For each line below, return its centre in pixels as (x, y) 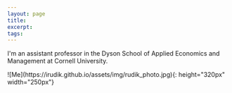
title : (17, 20)
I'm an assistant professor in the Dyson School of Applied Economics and (114, 54)
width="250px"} (31, 82)
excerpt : (20, 27)
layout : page (26, 14)
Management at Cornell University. (58, 61)
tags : (15, 33)
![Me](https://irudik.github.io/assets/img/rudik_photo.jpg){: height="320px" (116, 75)
